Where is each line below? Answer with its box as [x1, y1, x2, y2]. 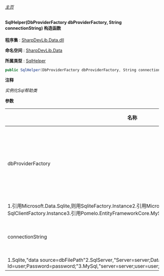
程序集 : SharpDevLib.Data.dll [5, 37, 64, 43]
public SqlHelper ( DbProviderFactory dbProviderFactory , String [5, 67, 137, 72]
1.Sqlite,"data [7, 256, 39, 263]
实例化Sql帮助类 [5, 87, 38, 93]
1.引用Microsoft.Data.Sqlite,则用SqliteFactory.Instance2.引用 [7, 202, 146, 209]
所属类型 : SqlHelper [5, 58, 46, 64]
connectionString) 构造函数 [5, 25, 61, 31]
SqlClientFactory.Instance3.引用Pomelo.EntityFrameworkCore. [7, 210, 151, 216]
